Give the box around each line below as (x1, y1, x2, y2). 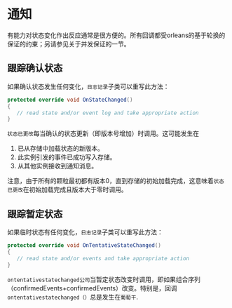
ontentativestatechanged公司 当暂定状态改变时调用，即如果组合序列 (7, 275, 201, 283)
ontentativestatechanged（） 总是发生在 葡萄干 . (7, 293, 139, 301)
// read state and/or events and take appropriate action (16, 255, 190, 262)
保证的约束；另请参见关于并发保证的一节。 (7, 39, 130, 48)
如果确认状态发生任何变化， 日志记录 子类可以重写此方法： (7, 82, 170, 91)
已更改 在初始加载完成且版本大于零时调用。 (7, 185, 128, 194)
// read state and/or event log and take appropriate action (16, 109, 199, 116)
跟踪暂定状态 (7, 208, 63, 220)
